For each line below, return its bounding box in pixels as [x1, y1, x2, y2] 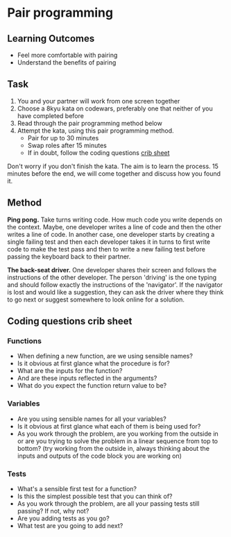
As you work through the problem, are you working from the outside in [17, 429, 219, 438]
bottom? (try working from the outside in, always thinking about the [17, 444, 210, 452]
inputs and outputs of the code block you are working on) [17, 452, 182, 460]
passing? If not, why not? [17, 506, 89, 515]
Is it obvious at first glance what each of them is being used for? [17, 422, 201, 430]
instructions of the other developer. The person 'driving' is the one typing [7, 273, 217, 281]
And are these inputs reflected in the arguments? [17, 374, 157, 383]
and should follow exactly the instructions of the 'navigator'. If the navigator [7, 280, 223, 289]
